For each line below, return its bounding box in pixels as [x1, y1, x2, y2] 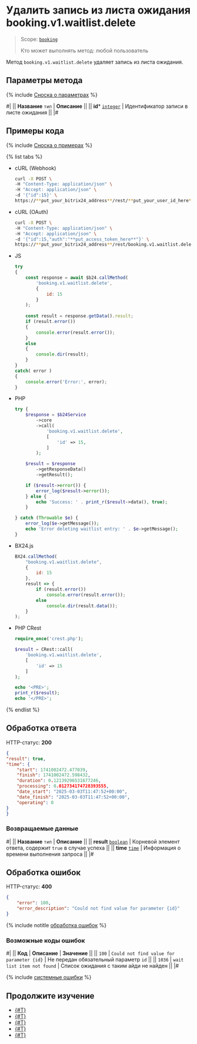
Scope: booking [20, 35, 58, 42]
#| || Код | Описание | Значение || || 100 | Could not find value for [6, 950, 175, 957]
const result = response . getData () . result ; [25, 313, 134, 319]
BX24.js [14, 542, 34, 549]
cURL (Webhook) [14, 164, 56, 172]
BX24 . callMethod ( [14, 554, 58, 559]
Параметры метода [6, 75, 83, 85]
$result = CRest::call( [14, 647, 74, 653]
